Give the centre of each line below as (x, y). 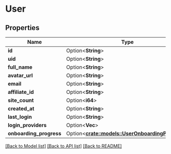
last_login (20, 117)
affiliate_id (21, 92)
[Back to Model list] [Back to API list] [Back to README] (64, 146)
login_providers (27, 125)
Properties (22, 28)
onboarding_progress (35, 133)
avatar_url (20, 75)
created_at (21, 109)
